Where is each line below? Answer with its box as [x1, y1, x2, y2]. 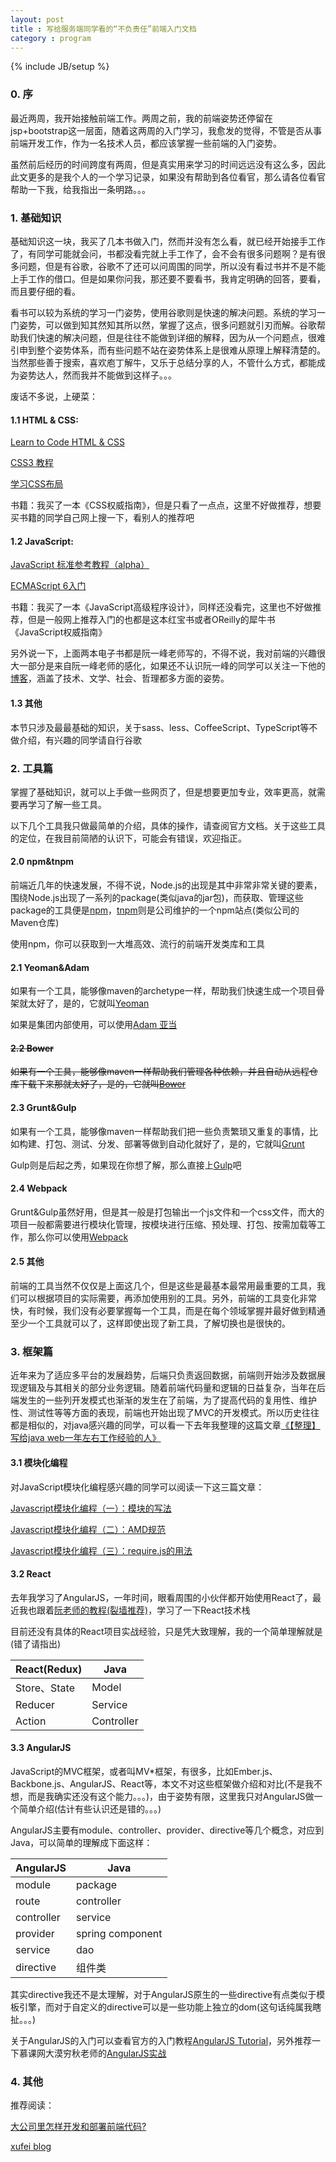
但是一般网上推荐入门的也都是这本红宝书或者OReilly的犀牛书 [27, 614, 276, 626]
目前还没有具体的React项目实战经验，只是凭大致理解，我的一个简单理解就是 [10, 1625, 323, 1637]
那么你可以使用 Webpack [27, 1231, 129, 1243]
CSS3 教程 [10, 457, 54, 469]
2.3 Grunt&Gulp [10, 1102, 77, 1114]
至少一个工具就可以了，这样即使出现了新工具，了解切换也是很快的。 [10, 1317, 291, 1330]
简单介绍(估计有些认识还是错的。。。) [18, 1803, 162, 1815]
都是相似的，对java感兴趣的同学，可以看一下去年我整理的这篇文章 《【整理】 [10, 1419, 321, 1431]
